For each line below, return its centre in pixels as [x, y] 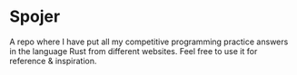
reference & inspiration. [53, 61]
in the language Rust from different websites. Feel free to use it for [134, 51]
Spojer [35, 17]
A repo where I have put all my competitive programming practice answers [149, 42]
